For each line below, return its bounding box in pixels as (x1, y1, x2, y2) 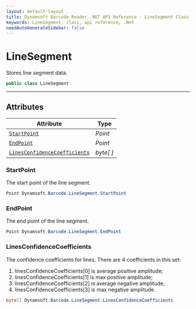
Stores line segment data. (6, 70, 68, 77)
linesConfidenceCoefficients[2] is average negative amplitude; (14, 280, 165, 287)
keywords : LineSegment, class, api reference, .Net (6, 19, 134, 25)
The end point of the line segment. (6, 217, 89, 225)
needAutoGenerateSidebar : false (6, 25, 85, 31)
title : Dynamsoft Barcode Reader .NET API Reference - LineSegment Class (6, 14, 190, 20)
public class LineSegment (6, 81, 69, 86)
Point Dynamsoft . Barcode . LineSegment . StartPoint (6, 190, 127, 196)
